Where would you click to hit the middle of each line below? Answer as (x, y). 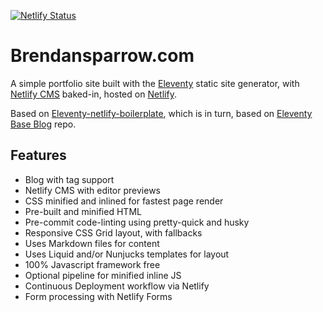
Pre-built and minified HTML (83, 211)
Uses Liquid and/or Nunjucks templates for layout (127, 254)
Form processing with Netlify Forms (98, 296)
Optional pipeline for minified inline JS (103, 275)
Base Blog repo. (43, 124)
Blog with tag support (69, 179)
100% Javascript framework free (92, 264)
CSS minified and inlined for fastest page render (124, 201)
